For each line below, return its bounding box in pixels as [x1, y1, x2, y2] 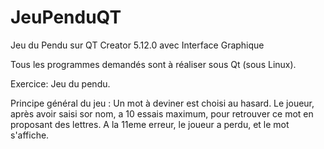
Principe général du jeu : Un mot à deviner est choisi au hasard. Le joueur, [10, 97, 315, 109]
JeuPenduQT [10, 6, 122, 29]
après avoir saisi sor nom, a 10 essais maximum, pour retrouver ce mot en [10, 107, 314, 120]
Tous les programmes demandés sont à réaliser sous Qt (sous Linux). [10, 58, 297, 70]
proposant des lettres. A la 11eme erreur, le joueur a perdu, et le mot [10, 118, 290, 130]
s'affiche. [10, 129, 50, 141]
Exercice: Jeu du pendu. [10, 77, 111, 90]
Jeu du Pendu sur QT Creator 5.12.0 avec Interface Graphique [10, 39, 265, 51]
